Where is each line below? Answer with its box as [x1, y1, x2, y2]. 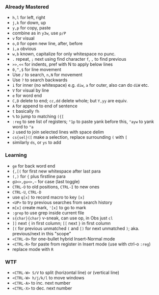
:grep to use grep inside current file [12, 210, 84, 216]
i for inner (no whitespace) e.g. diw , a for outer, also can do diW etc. [12, 82, 149, 88]
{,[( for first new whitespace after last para [12, 168, 101, 174]
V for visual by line [12, 87, 49, 94]
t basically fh [12, 108, 40, 114]
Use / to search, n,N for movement [12, 72, 82, 78]
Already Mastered [5, 3, 49, 10]
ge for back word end [12, 163, 55, 169]
